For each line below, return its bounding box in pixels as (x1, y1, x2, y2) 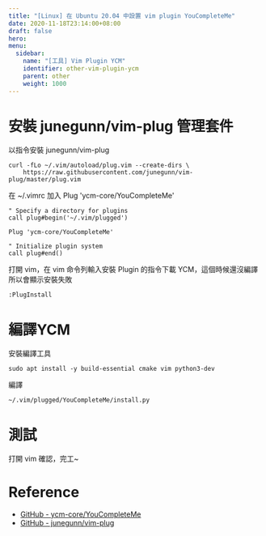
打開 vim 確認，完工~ (8, 454, 79, 464)
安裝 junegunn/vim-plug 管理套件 (8, 117, 234, 135)
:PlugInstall (8, 291, 53, 300)
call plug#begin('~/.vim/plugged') (8, 214, 129, 223)
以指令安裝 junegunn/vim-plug (8, 145, 110, 155)
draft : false (8, 27, 53, 35)
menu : (8, 42, 27, 50)
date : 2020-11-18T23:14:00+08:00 (8, 19, 121, 28)
